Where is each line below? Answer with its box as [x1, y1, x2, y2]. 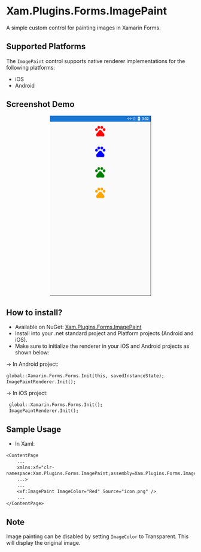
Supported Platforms [6, 41, 86, 52]
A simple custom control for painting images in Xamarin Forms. [6, 24, 162, 31]
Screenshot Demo [6, 99, 75, 109]
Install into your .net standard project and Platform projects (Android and [14, 330, 194, 337]
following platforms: [6, 64, 56, 71]
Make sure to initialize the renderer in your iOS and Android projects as [14, 342, 190, 350]
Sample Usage [6, 424, 62, 434]
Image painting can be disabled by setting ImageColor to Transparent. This [6, 533, 189, 540]
